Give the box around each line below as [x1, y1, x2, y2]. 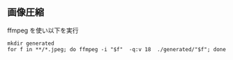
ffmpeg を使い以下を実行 [7, 26, 79, 34]
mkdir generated [7, 40, 54, 47]
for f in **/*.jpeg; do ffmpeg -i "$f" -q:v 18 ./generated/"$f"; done [7, 46, 227, 53]
